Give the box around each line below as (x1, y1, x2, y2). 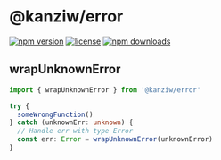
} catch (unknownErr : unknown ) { (9, 118, 134, 127)
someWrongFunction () (17, 110, 94, 119)
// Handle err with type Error (17, 127, 134, 136)
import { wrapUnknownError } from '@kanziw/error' (9, 85, 201, 95)
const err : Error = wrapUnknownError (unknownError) (17, 135, 214, 144)
